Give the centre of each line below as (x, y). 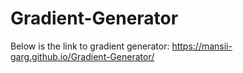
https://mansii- (202, 46)
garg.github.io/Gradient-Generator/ (82, 56)
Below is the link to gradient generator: (90, 46)
